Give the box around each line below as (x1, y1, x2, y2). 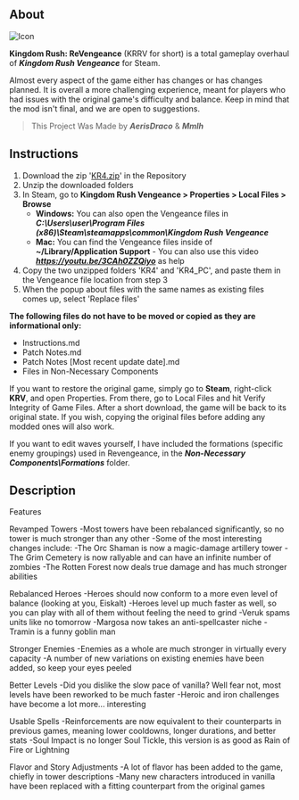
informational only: (9, 320, 82, 331)
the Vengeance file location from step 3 (21, 274, 168, 285)
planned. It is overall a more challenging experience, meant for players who (9, 84, 286, 95)
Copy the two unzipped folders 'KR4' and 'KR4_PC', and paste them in (21, 265, 281, 276)
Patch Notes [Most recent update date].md (21, 356, 180, 367)
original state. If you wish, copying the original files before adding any (9, 411, 266, 422)
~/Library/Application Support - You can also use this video (35, 245, 259, 257)
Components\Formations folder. (9, 457, 131, 467)
